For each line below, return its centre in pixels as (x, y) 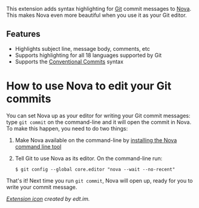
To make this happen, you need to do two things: (67, 128)
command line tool (38, 146)
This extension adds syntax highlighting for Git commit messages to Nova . (99, 9)
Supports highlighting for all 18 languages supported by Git (88, 55)
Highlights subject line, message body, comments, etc (82, 48)
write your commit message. (42, 187)
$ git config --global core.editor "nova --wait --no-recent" (95, 169)
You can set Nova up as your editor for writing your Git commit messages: (98, 115)
